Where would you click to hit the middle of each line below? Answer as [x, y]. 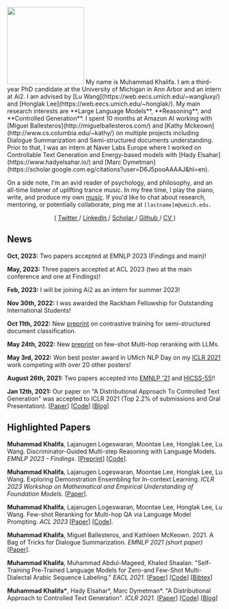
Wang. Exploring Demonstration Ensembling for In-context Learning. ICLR [111, 479]
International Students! [39, 310]
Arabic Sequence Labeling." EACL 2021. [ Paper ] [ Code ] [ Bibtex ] [123, 577]
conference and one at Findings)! [54, 276]
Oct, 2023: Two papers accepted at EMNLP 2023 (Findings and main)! [107, 256]
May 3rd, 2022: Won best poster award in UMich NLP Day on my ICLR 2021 [114, 357]
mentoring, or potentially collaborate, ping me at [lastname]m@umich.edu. [109, 204]
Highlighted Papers [49, 428]
